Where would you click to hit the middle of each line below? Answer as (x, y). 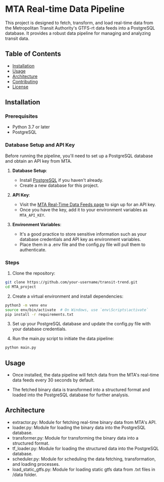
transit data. (17, 38)
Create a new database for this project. (59, 185)
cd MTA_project (21, 287)
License (20, 87)
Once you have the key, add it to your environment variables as (83, 209)
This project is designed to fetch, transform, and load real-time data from (79, 23)
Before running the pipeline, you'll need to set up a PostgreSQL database (79, 156)
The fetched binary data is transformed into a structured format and (81, 390)
